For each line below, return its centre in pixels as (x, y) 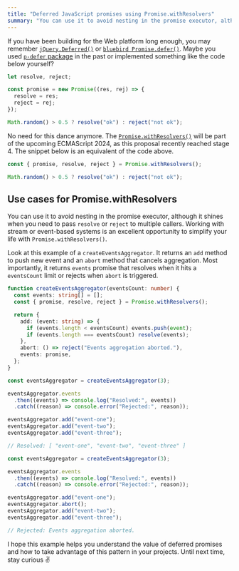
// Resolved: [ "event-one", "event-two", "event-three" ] (97, 446)
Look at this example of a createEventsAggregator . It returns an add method (117, 253)
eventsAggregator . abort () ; (47, 504)
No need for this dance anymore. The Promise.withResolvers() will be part (117, 135)
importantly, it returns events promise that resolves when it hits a (102, 268)
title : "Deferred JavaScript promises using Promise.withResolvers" (111, 14)
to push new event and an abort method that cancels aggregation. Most (113, 260)
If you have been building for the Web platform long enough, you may (109, 41)
